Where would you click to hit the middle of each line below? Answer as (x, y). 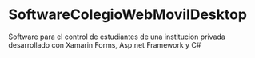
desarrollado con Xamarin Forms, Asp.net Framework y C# (105, 44)
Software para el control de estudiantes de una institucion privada (117, 37)
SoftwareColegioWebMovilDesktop (128, 15)
